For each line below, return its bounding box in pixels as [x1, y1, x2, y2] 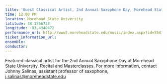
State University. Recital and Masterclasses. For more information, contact [5, 63, 157, 69]
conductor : [5, 44, 28, 49]
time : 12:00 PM [5, 12, 37, 17]
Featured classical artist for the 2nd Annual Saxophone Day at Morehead [5, 57, 154, 63]
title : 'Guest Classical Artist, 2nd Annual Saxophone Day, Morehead [5, 7, 153, 12]
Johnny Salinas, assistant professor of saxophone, [5, 68, 109, 74]
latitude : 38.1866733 [5, 21, 50, 26]
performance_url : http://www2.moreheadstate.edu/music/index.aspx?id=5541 [5, 30, 164, 35]
